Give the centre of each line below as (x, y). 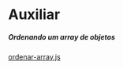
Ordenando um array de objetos (62, 36)
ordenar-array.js (34, 57)
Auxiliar (34, 15)
